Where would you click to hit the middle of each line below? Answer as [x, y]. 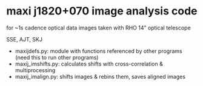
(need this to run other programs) [57, 57]
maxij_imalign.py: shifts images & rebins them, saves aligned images [100, 76]
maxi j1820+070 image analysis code [102, 11]
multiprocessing [35, 70]
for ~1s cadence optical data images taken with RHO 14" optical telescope [98, 28]
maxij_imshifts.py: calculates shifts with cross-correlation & [89, 64]
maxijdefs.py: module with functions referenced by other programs [99, 51]
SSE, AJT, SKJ [24, 39]
